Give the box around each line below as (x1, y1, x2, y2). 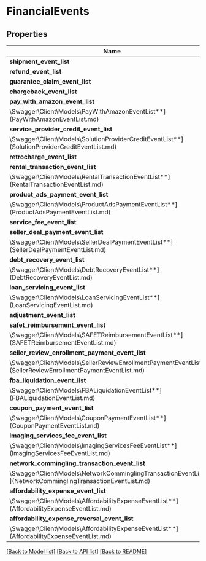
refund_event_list (9, 68, 62, 76)
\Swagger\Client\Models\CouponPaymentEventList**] (9, 414, 167, 422)
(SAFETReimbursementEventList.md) (9, 339, 116, 347)
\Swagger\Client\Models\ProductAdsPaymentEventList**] (9, 200, 178, 208)
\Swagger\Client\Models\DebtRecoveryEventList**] (9, 265, 159, 274)
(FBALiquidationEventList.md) (9, 394, 96, 402)
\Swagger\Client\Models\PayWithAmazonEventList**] (9, 108, 166, 116)
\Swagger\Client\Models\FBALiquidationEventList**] (9, 386, 162, 394)
